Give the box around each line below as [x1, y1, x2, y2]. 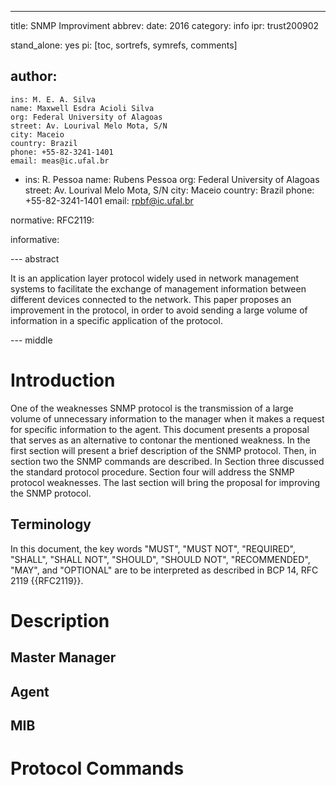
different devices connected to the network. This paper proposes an [10, 293, 292, 305]
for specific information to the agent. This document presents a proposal [10, 423, 310, 435]
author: [10, 68, 58, 85]
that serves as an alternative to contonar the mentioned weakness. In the [10, 434, 311, 446]
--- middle [10, 334, 53, 346]
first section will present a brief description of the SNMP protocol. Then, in [10, 444, 317, 456]
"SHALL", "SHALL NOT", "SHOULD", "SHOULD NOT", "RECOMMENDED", [10, 553, 311, 565]
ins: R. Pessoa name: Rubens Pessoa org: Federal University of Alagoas [24, 173, 320, 185]
